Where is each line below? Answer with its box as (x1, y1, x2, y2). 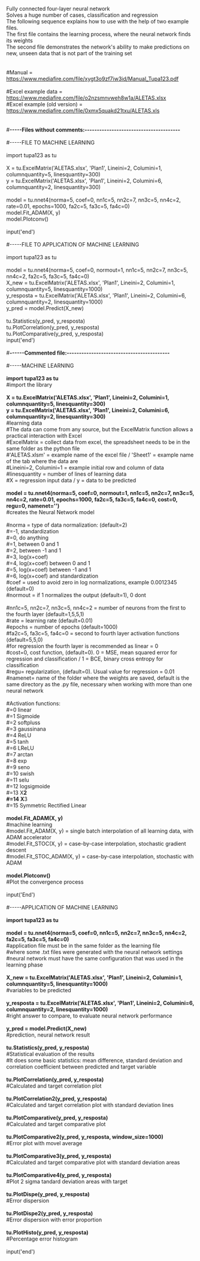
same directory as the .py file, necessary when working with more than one (6, 681, 193, 687)
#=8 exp (6, 757, 27, 764)
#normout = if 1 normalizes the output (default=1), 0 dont (6, 592, 147, 599)
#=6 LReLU (6, 744, 34, 752)
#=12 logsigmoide (6, 783, 50, 789)
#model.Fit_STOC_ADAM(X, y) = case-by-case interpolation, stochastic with (6, 853, 194, 860)
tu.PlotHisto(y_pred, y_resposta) (6, 1229, 89, 1236)
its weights (6, 37, 33, 44)
